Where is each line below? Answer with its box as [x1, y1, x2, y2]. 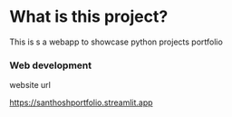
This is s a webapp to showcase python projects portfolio [9, 36, 224, 47]
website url [9, 80, 52, 91]
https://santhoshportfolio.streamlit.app [9, 97, 153, 108]
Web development [9, 59, 92, 72]
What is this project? [9, 6, 169, 27]
